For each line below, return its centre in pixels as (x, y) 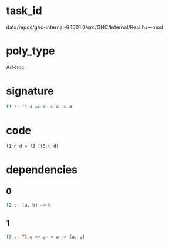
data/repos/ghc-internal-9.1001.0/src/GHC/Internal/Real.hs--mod (84, 27)
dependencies (42, 170)
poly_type (31, 51)
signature (30, 91)
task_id (24, 11)
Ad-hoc (15, 67)
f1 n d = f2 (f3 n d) (33, 146)
